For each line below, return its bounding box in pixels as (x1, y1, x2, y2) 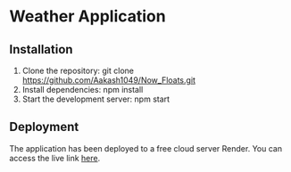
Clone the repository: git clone (21, 65, 134, 76)
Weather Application (9, 6, 167, 27)
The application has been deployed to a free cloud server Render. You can (9, 143, 283, 153)
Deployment (9, 119, 79, 135)
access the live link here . (9, 152, 101, 163)
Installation (9, 42, 73, 57)
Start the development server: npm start (21, 94, 170, 104)
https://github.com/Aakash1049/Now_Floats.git (21, 75, 196, 86)
